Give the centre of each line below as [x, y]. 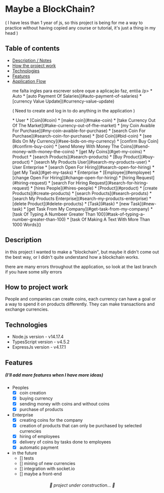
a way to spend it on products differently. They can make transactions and [80, 304]
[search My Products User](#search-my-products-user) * [92, 162]
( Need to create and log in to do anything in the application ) [74, 110]
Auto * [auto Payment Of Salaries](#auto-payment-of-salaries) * [77, 96]
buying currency [36, 398]
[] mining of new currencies [47, 464]
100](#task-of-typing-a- [121, 214]
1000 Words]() [27, 224]
